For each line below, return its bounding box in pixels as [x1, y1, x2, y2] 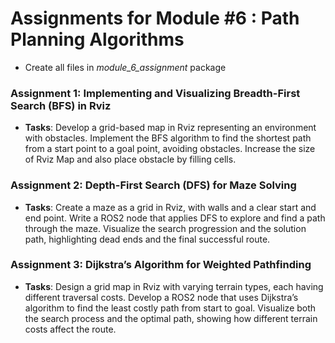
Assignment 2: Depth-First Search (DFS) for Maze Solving [10, 178, 297, 192]
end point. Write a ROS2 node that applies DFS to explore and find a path [24, 212, 326, 224]
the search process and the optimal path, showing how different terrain [24, 312, 318, 324]
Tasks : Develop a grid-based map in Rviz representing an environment [24, 122, 317, 134]
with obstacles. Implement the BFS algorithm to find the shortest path [24, 132, 312, 144]
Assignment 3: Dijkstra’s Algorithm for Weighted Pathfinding [10, 258, 312, 272]
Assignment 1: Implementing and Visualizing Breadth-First [10, 86, 301, 100]
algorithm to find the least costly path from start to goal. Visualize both [24, 302, 317, 314]
